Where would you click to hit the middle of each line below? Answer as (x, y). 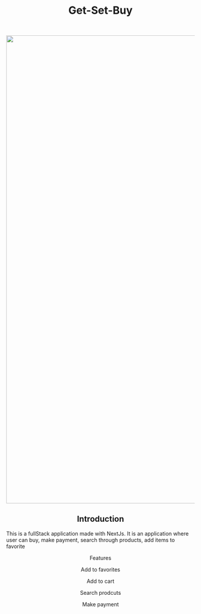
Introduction (100, 519)
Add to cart (100, 581)
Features (100, 558)
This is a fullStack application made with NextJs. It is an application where (98, 533)
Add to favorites (100, 569)
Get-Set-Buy (100, 10)
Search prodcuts (100, 592)
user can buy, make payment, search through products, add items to (91, 540)
